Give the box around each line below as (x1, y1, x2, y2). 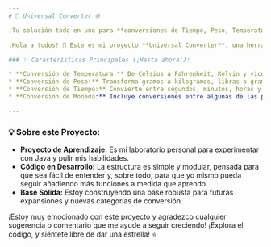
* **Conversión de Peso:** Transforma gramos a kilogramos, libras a (8, 77, 248, 86)
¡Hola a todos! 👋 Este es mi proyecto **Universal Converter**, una (8, 41, 244, 49)
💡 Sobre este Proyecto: (8, 126, 101, 137)
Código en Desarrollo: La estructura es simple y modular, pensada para (19, 162, 260, 172)
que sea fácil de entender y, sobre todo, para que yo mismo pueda (19, 170, 242, 180)
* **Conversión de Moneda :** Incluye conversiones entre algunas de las (8, 93, 258, 101)
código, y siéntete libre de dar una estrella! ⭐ (8, 229, 157, 239)
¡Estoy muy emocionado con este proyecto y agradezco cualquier (8, 211, 227, 222)
